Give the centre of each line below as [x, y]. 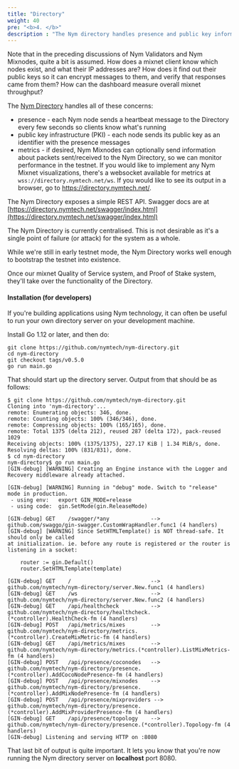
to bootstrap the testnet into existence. [64, 260]
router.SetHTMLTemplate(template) [71, 569]
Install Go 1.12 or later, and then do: [58, 335]
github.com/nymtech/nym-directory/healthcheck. [79, 613]
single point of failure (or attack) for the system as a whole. [94, 238]
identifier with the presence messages [74, 143]
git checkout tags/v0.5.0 [46, 360]
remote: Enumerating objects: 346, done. [70, 413]
